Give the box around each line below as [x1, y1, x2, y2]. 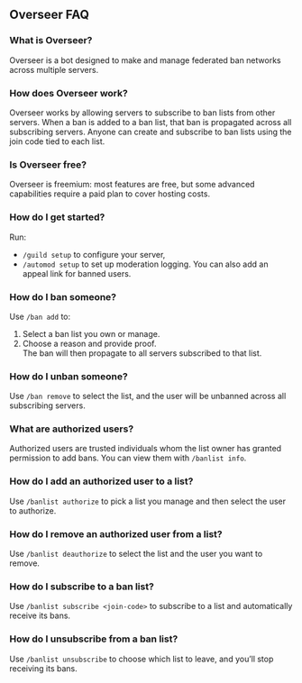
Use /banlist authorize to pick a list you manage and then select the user [9, 496, 287, 506]
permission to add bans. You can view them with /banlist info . [9, 452, 247, 463]
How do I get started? [9, 211, 105, 223]
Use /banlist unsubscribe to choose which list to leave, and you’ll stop [9, 653, 274, 664]
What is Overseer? [9, 34, 93, 47]
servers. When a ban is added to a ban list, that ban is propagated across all [9, 116, 292, 127]
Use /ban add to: [9, 311, 71, 322]
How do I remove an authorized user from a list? [9, 527, 223, 540]
